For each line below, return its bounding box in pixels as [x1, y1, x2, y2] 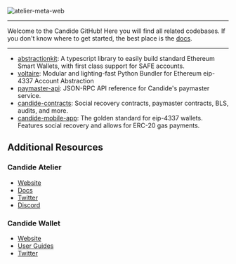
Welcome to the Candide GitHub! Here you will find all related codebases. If [7, 27, 226, 35]
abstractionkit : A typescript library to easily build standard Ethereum [17, 55, 216, 62]
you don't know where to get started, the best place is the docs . [7, 34, 192, 42]
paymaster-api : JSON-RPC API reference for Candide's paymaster [17, 84, 210, 92]
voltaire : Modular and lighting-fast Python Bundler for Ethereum [17, 69, 202, 77]
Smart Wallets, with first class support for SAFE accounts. [17, 62, 185, 70]
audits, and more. [17, 106, 69, 115]
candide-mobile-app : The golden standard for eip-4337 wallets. [17, 114, 203, 122]
